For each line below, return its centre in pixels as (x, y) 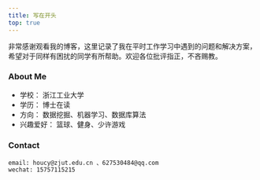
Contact (24, 145)
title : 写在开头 (32, 15)
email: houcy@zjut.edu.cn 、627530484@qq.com (84, 163)
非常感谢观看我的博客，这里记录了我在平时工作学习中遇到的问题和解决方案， (132, 46)
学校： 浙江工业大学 (52, 94)
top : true (24, 23)
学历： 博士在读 (45, 105)
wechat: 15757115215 (42, 170)
